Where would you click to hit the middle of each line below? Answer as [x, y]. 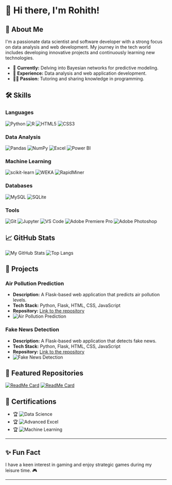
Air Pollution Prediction [35, 283]
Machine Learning [28, 161]
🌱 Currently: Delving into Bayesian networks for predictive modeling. [85, 68]
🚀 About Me [24, 29]
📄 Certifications [31, 401]
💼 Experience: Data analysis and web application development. [80, 73]
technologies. [20, 58]
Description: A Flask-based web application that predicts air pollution [86, 295]
